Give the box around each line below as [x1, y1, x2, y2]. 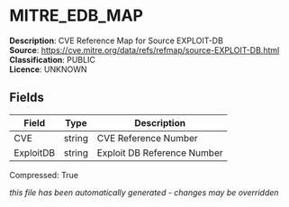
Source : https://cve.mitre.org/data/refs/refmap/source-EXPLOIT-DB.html [9, 44, 280, 55]
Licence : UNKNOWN [9, 64, 87, 75]
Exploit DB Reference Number [96, 146, 223, 158]
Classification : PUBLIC [9, 54, 96, 65]
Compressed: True [9, 169, 79, 180]
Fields [9, 90, 45, 105]
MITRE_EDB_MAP [9, 5, 144, 26]
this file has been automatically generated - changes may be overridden [9, 186, 279, 198]
